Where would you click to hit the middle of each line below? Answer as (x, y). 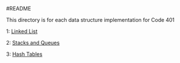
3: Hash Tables (24, 54)
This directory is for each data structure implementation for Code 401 (90, 20)
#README (19, 9)
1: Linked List (22, 31)
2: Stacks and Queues (33, 43)
